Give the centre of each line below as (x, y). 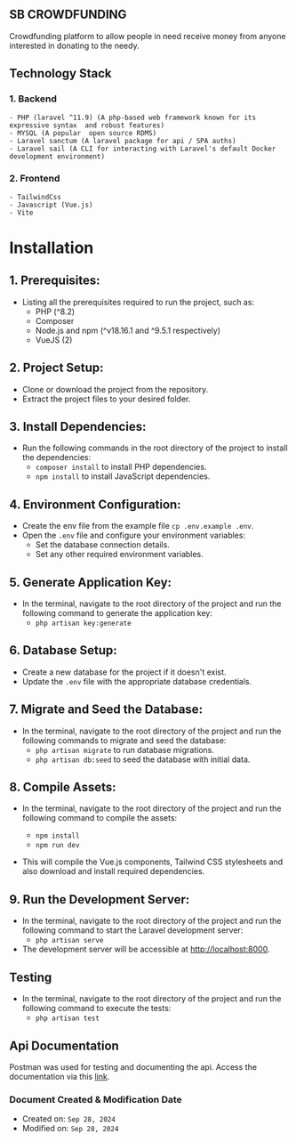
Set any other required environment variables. (120, 555)
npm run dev (57, 846)
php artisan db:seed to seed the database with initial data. (143, 759)
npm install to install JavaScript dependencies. (123, 476)
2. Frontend (35, 179)
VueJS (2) (54, 340)
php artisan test (68, 1018)
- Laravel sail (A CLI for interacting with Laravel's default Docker (143, 149)
